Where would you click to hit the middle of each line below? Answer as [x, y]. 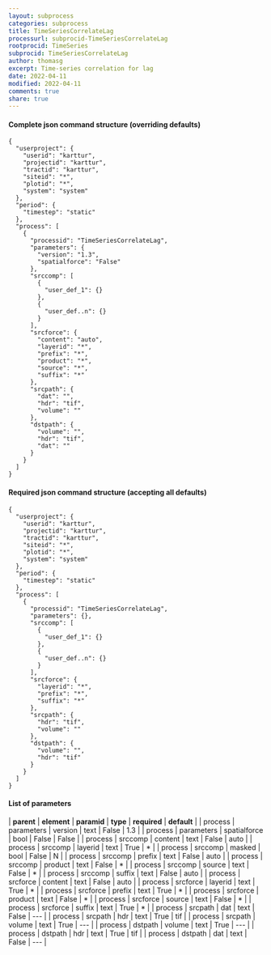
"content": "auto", [70, 340]
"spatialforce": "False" [79, 262]
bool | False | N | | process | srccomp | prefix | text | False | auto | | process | [135, 855]
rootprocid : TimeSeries [49, 46]
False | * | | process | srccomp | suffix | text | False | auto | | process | [125, 873]
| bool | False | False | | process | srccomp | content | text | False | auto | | [131, 838]
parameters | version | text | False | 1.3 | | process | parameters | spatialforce [136, 830]
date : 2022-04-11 [38, 76]
